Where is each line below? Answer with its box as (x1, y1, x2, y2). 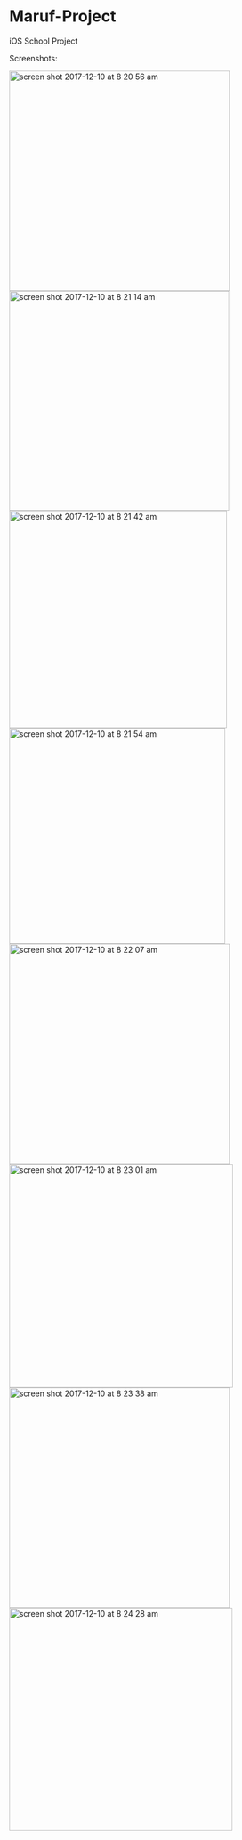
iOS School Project (9, 36, 78, 46)
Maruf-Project (9, 6, 117, 27)
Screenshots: (9, 52, 58, 63)
